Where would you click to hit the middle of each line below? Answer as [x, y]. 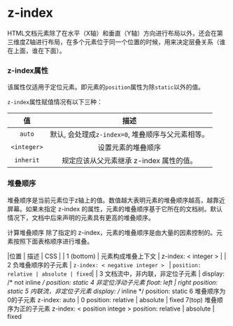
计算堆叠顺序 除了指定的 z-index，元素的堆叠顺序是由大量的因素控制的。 [112, 232]
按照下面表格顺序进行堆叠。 [53, 241]
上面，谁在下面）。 [39, 50]
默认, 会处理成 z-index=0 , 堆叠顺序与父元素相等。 [129, 134]
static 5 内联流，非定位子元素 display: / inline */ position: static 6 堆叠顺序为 [116, 291]
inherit [27, 160]
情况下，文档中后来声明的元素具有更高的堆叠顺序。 [81, 218]
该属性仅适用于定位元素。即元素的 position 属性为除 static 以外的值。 [106, 87]
